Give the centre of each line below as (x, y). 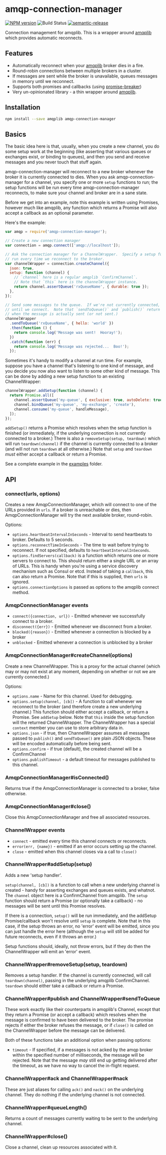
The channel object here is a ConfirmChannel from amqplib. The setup (76, 895)
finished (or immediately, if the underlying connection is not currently (75, 433)
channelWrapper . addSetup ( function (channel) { (54, 391)
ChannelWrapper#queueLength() (46, 1107)
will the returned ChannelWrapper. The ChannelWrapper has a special (83, 722)
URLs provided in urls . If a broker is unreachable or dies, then (68, 510)
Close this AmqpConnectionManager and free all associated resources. (78, 817)
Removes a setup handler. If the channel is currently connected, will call (78, 975)
